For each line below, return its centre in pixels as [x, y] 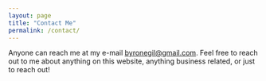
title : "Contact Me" [43, 23]
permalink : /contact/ [44, 30]
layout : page [30, 15]
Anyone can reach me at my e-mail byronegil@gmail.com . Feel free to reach [133, 53]
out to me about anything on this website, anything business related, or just [132, 61]
